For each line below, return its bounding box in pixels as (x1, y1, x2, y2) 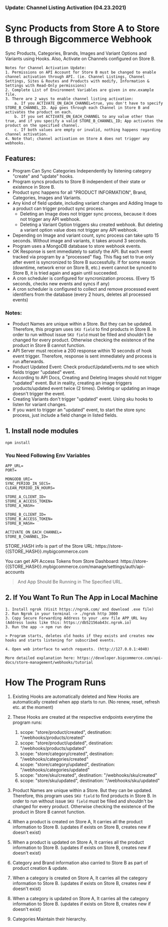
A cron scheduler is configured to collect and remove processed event (12, 286, 159, 292)
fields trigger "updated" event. (12, 369, 76, 375)
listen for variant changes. (12, 401, 67, 407)
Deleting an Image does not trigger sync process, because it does (20, 210, 157, 216)
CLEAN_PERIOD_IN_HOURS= (5, 485, 55, 491)
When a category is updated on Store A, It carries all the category (12, 895, 149, 901)
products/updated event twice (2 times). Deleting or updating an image (12, 385, 160, 391)
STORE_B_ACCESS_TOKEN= (5, 516, 53, 522)
